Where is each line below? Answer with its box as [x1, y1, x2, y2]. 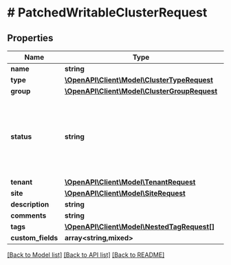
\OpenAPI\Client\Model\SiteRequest [64, 189, 186, 198]
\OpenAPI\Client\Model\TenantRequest [64, 177, 196, 187]
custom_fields [10, 233, 58, 242]
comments [10, 211, 47, 220]
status [10, 132, 32, 141]
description [10, 200, 49, 209]
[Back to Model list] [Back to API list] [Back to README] [7, 251, 165, 259]
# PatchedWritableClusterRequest [7, 5, 208, 21]
